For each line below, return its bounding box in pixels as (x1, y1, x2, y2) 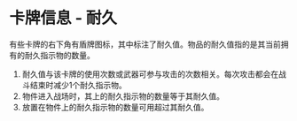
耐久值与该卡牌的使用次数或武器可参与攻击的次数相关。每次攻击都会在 (21, 68, 279, 79)
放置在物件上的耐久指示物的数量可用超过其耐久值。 (21, 102, 209, 112)
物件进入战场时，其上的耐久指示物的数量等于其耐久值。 (21, 90, 224, 102)
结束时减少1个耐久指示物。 (29, 79, 127, 90)
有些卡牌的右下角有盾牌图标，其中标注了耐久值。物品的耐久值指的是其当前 (9, 39, 281, 49)
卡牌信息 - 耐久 (9, 8, 118, 28)
